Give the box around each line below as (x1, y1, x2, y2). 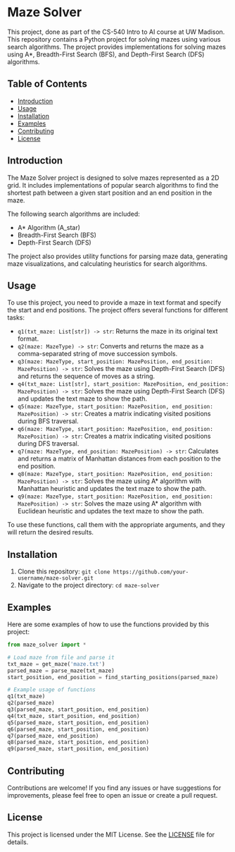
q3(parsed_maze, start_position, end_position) (7, 706, 150, 713)
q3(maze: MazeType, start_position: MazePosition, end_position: (17, 358, 213, 365)
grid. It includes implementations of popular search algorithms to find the (7, 181, 219, 189)
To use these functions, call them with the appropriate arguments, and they (7, 521, 225, 529)
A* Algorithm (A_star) (17, 223, 81, 231)
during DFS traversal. (17, 439, 80, 448)
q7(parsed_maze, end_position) (7, 732, 99, 739)
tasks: (7, 313, 25, 322)
